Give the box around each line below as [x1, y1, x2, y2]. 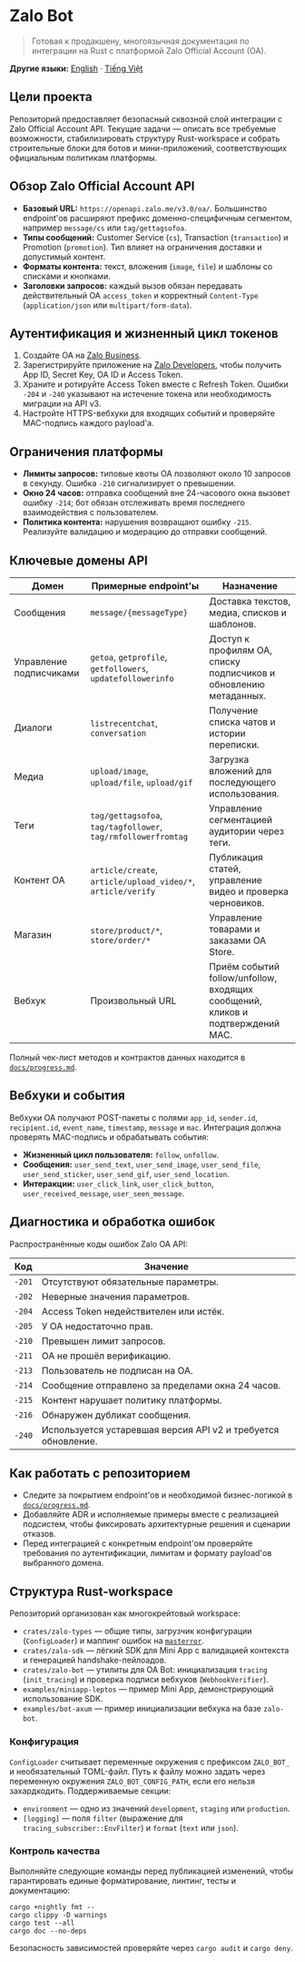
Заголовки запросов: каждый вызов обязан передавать [22, 280, 243, 291]
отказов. [22, 1529, 56, 1540]
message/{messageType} [90, 607, 189, 617]
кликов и [208, 1006, 248, 1018]
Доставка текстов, [208, 595, 291, 607]
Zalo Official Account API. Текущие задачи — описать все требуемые [9, 123, 277, 134]
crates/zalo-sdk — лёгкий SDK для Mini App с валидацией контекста [22, 1645, 290, 1656]
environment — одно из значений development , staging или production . [22, 1803, 290, 1814]
